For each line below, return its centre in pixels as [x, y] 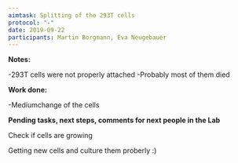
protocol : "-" [31, 23]
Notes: [20, 60]
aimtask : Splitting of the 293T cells [71, 15]
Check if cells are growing [50, 136]
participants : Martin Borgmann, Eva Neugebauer [88, 37]
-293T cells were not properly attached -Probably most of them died [119, 74]
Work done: [27, 90]
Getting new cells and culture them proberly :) [82, 150]
